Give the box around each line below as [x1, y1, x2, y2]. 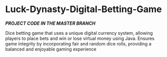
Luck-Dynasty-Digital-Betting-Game [5, 4, 162, 15]
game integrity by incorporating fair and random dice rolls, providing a [5, 40, 152, 46]
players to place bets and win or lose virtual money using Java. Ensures [5, 35, 155, 41]
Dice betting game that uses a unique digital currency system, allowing [5, 30, 153, 36]
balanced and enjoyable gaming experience [5, 46, 97, 52]
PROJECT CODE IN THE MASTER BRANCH [5, 20, 96, 26]
